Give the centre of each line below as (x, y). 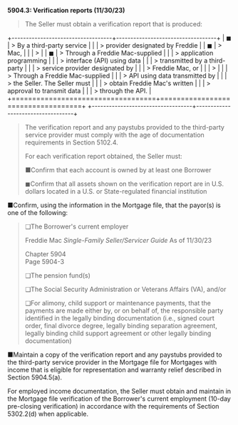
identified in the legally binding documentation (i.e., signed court (120, 318)
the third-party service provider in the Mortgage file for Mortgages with (112, 362)
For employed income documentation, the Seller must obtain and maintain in (119, 391)
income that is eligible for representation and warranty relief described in (115, 370)
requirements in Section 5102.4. (72, 142)
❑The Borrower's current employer (77, 226)
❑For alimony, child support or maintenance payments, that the (118, 303)
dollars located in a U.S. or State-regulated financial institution (116, 191)
